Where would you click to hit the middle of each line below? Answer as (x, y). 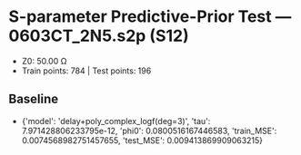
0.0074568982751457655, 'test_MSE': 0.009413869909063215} (142, 140)
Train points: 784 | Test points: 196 (86, 71)
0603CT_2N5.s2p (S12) (99, 36)
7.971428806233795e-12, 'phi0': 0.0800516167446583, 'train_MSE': (149, 131)
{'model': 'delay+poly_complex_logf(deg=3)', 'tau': (116, 121)
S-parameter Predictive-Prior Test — (150, 17)
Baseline (34, 99)
